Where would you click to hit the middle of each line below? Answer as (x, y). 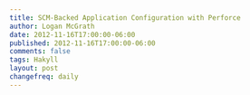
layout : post (34, 69)
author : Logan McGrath (52, 26)
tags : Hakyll (34, 60)
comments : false (40, 52)
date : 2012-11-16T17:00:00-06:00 (72, 34)
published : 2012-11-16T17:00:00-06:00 (82, 43)
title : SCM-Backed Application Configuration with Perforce (125, 18)
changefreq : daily (44, 77)
